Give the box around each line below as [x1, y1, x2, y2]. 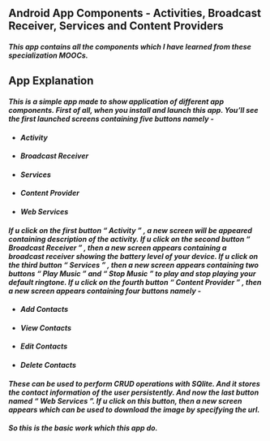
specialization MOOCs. [8, 50, 89, 60]
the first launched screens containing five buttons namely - [8, 114, 215, 123]
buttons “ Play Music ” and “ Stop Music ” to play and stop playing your [8, 268, 256, 279]
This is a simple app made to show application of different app [8, 97, 225, 106]
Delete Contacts [19, 360, 77, 370]
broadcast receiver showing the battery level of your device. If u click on [8, 251, 259, 261]
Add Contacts [19, 305, 69, 314]
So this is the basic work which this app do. [8, 423, 158, 433]
